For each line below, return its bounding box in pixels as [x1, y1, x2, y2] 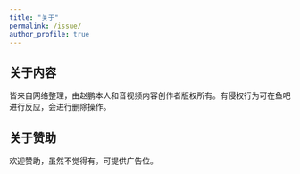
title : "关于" [9, 12, 60, 22]
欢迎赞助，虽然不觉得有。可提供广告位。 [9, 155, 158, 166]
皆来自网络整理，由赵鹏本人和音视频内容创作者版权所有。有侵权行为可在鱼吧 [9, 90, 291, 101]
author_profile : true [9, 29, 90, 38]
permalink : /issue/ [9, 21, 82, 30]
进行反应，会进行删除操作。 [9, 102, 112, 112]
